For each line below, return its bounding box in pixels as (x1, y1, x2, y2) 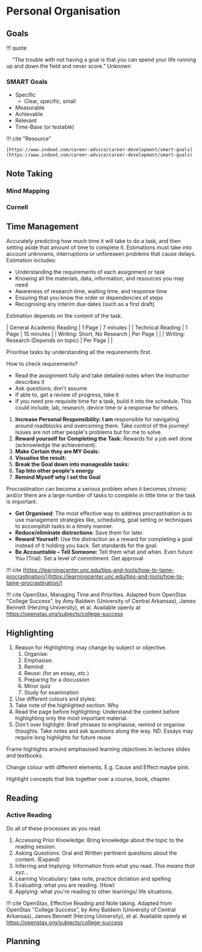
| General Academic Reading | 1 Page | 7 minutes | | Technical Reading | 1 (6, 324, 188, 331)
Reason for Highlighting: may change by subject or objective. (14, 644, 167, 651)
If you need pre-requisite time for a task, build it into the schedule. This (14, 398, 192, 405)
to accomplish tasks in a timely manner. (14, 523, 113, 530)
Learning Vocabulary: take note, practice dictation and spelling (14, 875, 171, 882)
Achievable (14, 111, 43, 118)
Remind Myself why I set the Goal (14, 473, 101, 481)
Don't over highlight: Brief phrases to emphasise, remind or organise (14, 721, 185, 728)
